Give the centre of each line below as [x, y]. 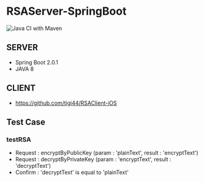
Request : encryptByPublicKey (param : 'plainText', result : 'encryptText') [107, 153]
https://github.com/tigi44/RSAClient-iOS [66, 103]
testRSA [19, 139]
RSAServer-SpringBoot [66, 11]
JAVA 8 [25, 69]
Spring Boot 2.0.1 [36, 62]
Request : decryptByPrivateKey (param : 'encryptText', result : [93, 159]
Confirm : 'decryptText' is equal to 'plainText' [72, 172]
